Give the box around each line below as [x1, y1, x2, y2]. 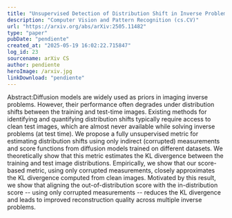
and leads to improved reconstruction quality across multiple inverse [7, 196, 202, 204]
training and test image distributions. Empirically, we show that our [7, 159, 197, 168]
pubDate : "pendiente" [7, 36, 70, 43]
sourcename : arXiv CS [7, 55, 70, 62]
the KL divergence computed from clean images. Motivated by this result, [7, 174, 216, 182]
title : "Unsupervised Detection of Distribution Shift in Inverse [7, 10, 202, 17]
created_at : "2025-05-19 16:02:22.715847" [7, 42, 131, 49]
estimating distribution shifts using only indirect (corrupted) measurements [7, 137, 220, 146]
